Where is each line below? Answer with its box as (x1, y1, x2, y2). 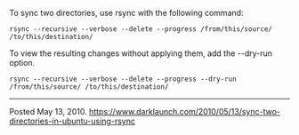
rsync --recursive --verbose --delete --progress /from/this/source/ (9, 25, 273, 34)
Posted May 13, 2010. (9, 107, 87, 116)
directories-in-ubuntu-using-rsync (9, 115, 136, 126)
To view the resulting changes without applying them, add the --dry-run (9, 48, 273, 59)
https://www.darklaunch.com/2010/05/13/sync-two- (88, 107, 281, 116)
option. (9, 58, 36, 67)
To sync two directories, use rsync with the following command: (9, 8, 244, 18)
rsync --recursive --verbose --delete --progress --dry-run (9, 75, 238, 83)
